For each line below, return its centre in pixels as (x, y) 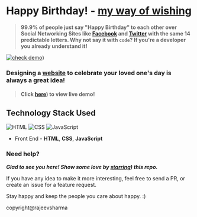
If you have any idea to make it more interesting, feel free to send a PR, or (96, 178)
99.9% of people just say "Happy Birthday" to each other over (99, 27)
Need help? (23, 154)
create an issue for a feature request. (51, 184)
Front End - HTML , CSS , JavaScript (59, 139)
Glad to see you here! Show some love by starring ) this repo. (82, 167)
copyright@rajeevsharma (37, 208)
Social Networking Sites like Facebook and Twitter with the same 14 (105, 33)
